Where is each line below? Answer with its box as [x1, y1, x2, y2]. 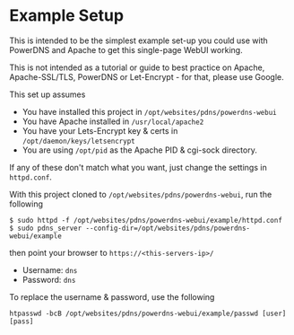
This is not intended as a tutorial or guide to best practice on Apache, [9, 62, 265, 73]
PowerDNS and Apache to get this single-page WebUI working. [9, 44, 244, 55]
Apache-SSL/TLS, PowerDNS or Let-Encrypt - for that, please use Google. [9, 71, 284, 82]
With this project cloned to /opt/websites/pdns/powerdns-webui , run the [9, 189, 272, 199]
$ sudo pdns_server [9, 224, 82, 233]
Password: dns [22, 274, 76, 285]
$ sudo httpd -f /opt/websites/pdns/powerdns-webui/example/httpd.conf [9, 216, 282, 225]
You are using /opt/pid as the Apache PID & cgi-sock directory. [22, 145, 257, 155]
